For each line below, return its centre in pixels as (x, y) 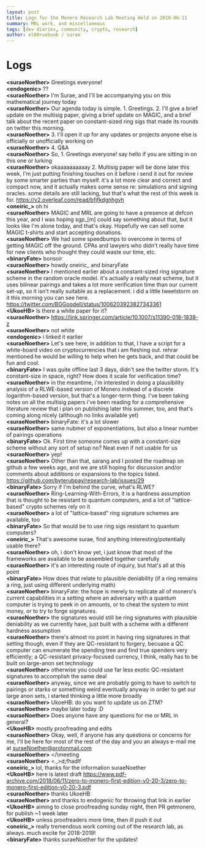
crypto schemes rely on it (58, 507)
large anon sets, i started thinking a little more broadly (74, 696)
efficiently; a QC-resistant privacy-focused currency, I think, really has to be (102, 657)
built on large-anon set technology (50, 663)
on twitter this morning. (36, 128)
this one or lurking (29, 161)
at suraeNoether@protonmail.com (49, 748)
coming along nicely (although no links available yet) (73, 415)
